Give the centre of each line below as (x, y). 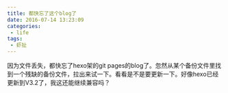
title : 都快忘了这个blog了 (42, 13)
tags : (15, 39)
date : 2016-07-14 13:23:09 (46, 20)
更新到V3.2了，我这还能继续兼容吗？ (59, 82)
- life (20, 32)
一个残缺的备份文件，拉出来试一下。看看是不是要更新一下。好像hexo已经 (116, 74)
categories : (24, 26)
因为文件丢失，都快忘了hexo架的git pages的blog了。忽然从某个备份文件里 (111, 65)
